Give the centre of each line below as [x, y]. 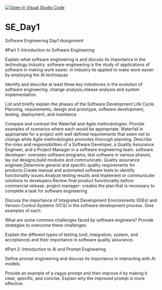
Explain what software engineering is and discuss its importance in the [75, 59]
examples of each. [23, 210]
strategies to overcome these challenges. [46, 225]
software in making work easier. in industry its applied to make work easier [79, 69]
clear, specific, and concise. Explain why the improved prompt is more [75, 278]
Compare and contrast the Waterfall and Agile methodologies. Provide [75, 123]
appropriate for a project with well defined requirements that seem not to [77, 134]
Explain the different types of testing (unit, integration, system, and [72, 234]
